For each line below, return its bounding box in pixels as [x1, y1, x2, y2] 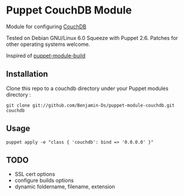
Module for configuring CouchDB [6, 23, 86, 30]
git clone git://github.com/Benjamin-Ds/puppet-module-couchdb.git [6, 102, 175, 108]
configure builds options [14, 177, 74, 184]
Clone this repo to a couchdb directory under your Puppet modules [6, 85, 169, 92]
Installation [6, 69, 48, 79]
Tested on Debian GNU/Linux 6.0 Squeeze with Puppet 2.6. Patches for [6, 34, 178, 41]
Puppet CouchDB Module [6, 4, 132, 17]
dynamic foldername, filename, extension [14, 183, 116, 190]
